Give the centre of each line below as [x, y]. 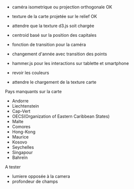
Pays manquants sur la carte [33, 91]
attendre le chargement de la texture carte [54, 82]
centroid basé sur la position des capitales [54, 35]
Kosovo [20, 142]
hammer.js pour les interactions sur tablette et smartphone [70, 63]
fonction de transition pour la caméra [49, 45]
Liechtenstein [26, 106]
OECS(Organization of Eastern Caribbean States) [61, 116]
